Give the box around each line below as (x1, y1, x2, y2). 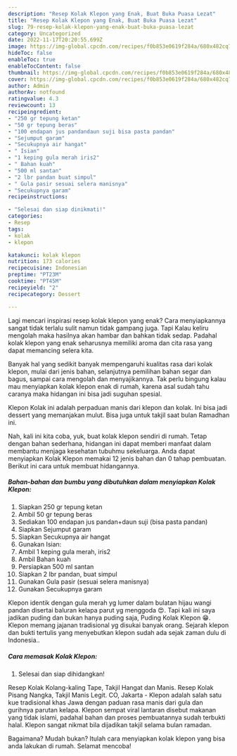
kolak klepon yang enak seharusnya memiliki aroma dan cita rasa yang (8, 338, 213, 347)
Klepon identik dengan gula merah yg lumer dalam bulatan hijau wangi (8, 598, 212, 607)
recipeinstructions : (8, 193, 69, 200)
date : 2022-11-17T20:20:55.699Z (8, 37, 103, 44)
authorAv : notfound (8, 89, 65, 96)
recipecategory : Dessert (8, 290, 81, 297)
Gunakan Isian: (18, 540, 62, 549)
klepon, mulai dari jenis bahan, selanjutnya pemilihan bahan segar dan (8, 367, 212, 376)
